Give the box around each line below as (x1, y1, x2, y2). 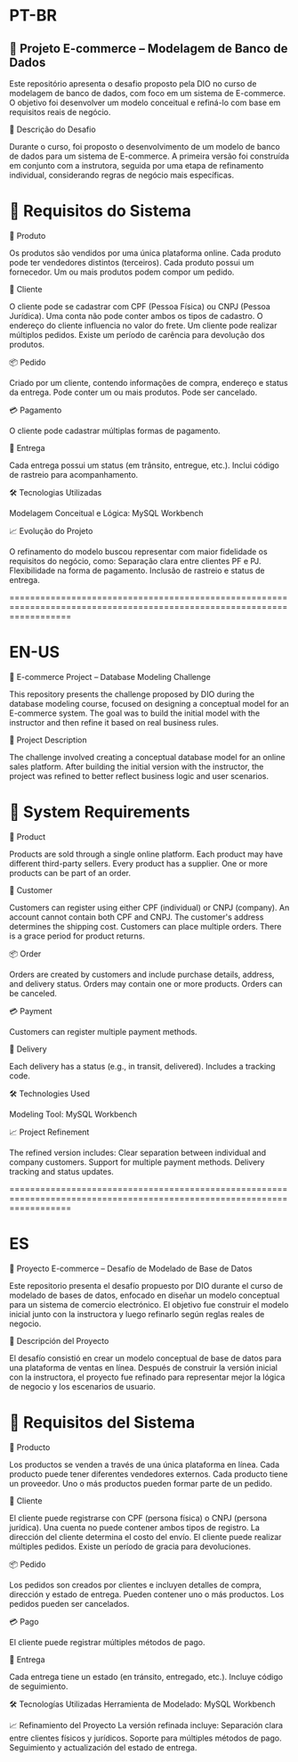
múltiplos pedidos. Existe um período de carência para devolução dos (9, 329, 265, 340)
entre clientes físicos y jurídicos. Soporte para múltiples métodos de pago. (9, 1733, 282, 1743)
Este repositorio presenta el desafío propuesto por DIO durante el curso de (9, 1280, 283, 1291)
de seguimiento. (9, 1681, 68, 1692)
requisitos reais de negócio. (9, 107, 111, 117)
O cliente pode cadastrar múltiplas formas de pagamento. (9, 425, 221, 436)
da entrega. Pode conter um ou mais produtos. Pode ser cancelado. (9, 387, 258, 397)
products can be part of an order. (9, 867, 132, 878)
